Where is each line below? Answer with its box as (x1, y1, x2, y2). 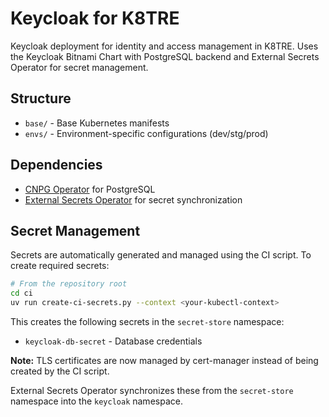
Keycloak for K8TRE (10, 7, 180, 30)
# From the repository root (10, 279, 128, 289)
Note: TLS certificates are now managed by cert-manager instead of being (10, 355, 319, 366)
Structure (10, 90, 72, 107)
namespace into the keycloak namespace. (10, 395, 183, 407)
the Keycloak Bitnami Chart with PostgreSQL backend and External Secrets (10, 50, 320, 62)
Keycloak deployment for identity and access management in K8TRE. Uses (10, 40, 319, 52)
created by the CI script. (10, 365, 110, 377)
